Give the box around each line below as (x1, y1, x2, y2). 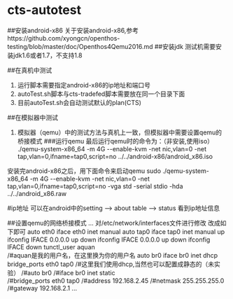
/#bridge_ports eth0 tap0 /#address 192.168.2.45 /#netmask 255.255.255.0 (7, 276, 225, 285)
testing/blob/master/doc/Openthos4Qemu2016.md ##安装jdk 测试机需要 (7, 42, 216, 50)
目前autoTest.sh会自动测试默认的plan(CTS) (17, 98, 142, 106)
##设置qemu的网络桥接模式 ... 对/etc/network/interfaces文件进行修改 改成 (7, 218, 220, 227)
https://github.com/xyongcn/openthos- (7, 34, 120, 42)
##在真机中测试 (7, 66, 52, 74)
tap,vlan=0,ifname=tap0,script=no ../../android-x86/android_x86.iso (17, 152, 213, 160)
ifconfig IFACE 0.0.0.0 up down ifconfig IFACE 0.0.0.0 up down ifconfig (7, 235, 211, 244)
